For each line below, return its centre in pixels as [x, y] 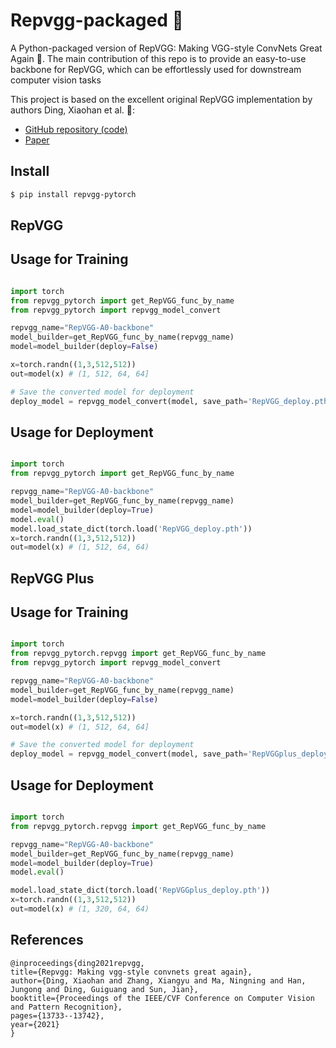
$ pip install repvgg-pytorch [73, 194]
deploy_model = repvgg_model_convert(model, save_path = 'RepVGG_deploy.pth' [171, 401]
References [47, 940]
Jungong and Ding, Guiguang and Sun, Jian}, [104, 989]
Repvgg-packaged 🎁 [97, 20]
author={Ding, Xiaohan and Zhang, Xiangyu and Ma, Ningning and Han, [158, 980]
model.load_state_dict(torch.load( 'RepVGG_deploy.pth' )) [131, 529]
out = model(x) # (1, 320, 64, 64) [80, 909]
